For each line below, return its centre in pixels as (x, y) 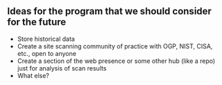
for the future (37, 22)
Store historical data (46, 39)
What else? (33, 75)
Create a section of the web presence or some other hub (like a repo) (116, 61)
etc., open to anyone (46, 53)
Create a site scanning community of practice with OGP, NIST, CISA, (115, 46)
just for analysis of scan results (62, 68)
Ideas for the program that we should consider (109, 11)
